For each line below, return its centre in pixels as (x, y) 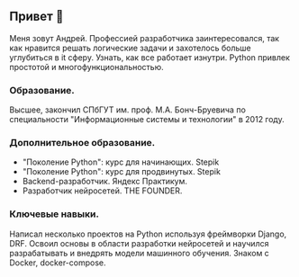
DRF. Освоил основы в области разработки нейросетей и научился (139, 243)
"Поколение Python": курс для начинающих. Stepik (121, 162)
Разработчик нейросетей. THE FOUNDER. (102, 191)
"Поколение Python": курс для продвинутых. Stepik (121, 172)
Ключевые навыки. (54, 214)
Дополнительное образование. (82, 143)
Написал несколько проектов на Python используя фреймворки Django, (148, 234)
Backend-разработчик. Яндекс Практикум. (104, 182)
